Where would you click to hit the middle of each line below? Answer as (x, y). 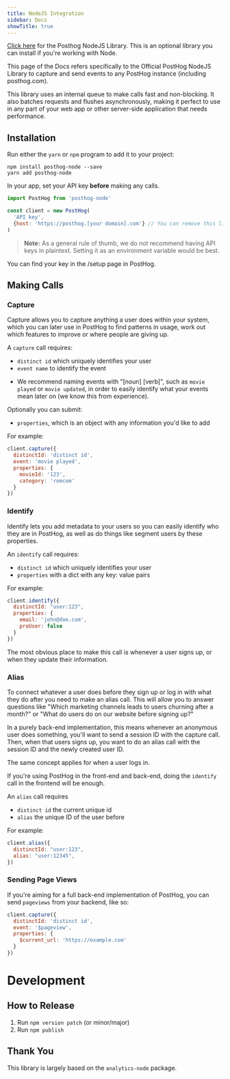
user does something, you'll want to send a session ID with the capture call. (114, 734)
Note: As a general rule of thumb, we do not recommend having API (119, 243)
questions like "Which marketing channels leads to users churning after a (110, 707)
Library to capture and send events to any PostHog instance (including (107, 74)
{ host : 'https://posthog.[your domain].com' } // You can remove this (114, 223)
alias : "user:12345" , (44, 856)
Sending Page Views (42, 880)
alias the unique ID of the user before (71, 817)
